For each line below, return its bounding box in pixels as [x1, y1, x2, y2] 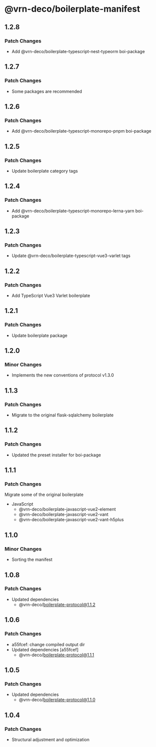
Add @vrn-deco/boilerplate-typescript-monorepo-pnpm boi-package [11, 128, 152, 134]
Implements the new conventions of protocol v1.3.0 [11, 372, 114, 378]
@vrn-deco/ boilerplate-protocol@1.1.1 [18, 652, 94, 658]
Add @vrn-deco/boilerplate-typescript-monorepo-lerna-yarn [11, 208, 135, 214]
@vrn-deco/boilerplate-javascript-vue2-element [18, 506, 116, 512]
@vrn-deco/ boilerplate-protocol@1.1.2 [18, 601, 96, 608]
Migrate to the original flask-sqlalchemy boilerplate [11, 412, 114, 418]
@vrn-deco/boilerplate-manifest [4, 3, 140, 15]
